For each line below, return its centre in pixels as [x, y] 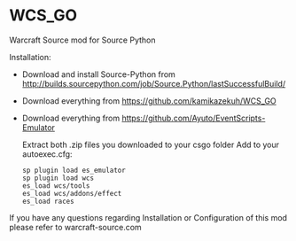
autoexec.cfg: [47, 154]
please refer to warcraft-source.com [75, 227]
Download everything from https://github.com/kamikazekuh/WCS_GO [149, 101]
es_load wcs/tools [56, 186]
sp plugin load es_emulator [74, 170]
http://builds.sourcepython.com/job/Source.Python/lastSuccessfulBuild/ [154, 83]
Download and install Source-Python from [98, 74]
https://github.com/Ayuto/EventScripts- [194, 118]
